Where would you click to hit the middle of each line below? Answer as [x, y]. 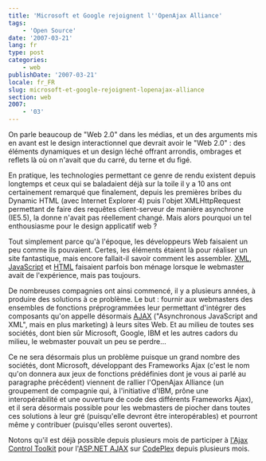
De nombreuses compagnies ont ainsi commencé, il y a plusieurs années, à [132, 291]
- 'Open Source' [50, 30]
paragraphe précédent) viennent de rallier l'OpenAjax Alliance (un [116, 382]
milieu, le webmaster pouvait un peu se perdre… [87, 342]
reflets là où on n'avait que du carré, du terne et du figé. [100, 160]
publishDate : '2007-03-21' [53, 75]
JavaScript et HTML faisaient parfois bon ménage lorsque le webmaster [126, 267]
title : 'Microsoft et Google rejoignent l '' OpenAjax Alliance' [115, 16]
